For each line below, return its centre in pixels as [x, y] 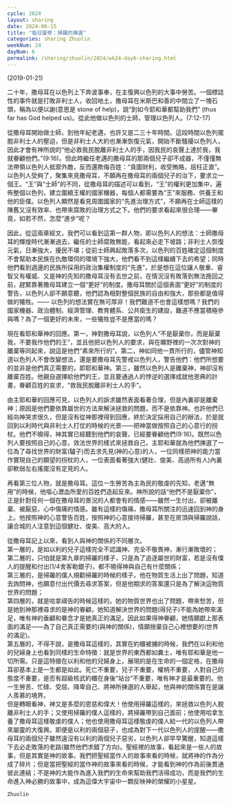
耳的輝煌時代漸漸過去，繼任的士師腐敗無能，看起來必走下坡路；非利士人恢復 [115, 241]
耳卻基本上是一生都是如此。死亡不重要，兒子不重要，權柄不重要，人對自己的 [115, 669]
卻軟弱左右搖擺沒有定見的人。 [49, 468]
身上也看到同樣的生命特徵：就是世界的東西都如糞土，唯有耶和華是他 [121, 652]
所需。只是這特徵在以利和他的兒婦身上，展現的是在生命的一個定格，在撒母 [118, 661]
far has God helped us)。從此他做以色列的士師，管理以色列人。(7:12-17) [109, 118]
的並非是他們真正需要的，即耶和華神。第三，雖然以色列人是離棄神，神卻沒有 [115, 368]
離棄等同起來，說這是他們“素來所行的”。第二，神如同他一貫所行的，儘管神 [112, 351]
